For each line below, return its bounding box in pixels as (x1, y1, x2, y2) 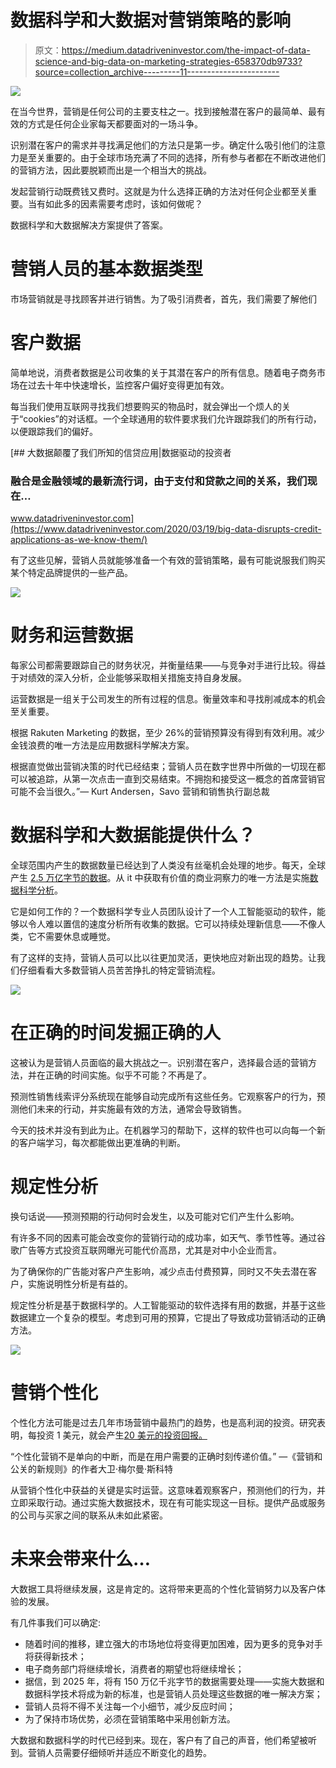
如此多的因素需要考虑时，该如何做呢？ (44, 197, 203, 210)
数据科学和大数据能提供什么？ (10, 824, 257, 847)
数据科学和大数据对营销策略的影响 (10, 9, 292, 32)
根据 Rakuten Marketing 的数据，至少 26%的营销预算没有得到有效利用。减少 (10, 727, 325, 739)
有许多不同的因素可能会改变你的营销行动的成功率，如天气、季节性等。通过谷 (10, 1231, 326, 1243)
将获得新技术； (24, 1650, 87, 1662)
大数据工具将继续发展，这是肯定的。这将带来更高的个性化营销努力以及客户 (10, 1582, 317, 1595)
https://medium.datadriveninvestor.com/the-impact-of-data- (61, 44, 311, 56)
